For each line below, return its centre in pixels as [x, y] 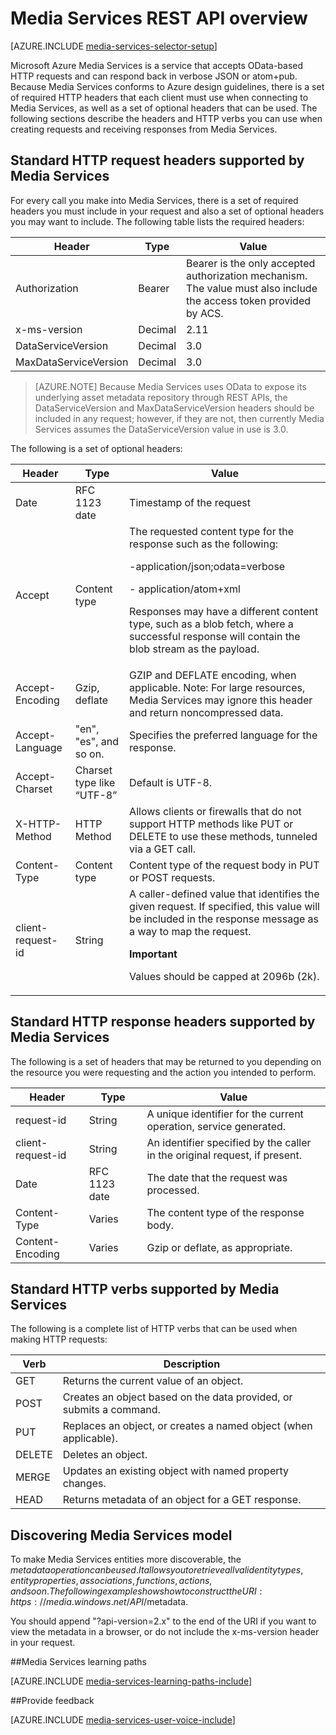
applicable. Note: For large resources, [217, 687]
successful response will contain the [215, 636]
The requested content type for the [212, 531]
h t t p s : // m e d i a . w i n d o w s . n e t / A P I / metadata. [99, 1602]
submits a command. [111, 1410]
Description [192, 1364]
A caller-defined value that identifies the [224, 894]
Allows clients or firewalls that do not [215, 811]
